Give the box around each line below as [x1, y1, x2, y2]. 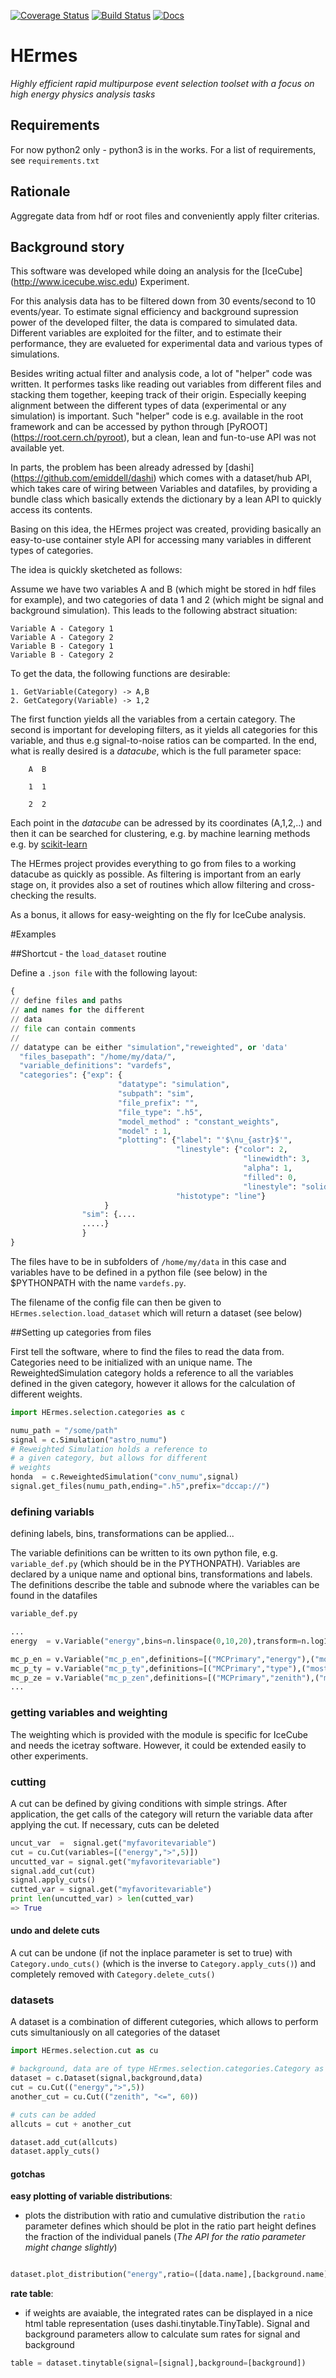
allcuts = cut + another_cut [10, 2119, 132, 2129]
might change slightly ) [24, 2241, 118, 2254]
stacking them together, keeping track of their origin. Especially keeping [10, 389, 307, 401]
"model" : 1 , [117, 1126, 172, 1136]
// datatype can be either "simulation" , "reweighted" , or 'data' [10, 1042, 288, 1052]
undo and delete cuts [10, 1925, 100, 1937]
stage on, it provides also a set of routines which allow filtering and [10, 879, 287, 891]
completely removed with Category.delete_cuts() [10, 1968, 216, 1980]
